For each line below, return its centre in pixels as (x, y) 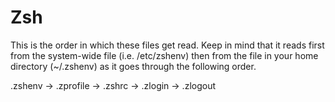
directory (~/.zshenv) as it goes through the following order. (133, 66)
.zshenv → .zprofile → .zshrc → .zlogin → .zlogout (113, 85)
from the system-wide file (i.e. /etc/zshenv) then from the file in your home (164, 55)
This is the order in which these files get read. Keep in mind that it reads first (167, 45)
